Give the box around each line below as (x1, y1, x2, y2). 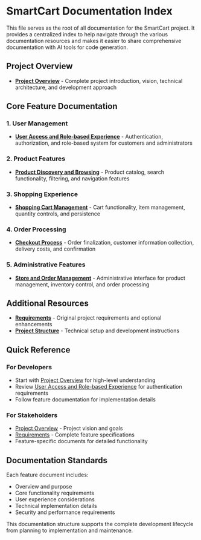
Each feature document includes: (6, 471, 89, 479)
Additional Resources (6, 298, 89, 309)
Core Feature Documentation (6, 101, 118, 111)
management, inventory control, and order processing (14, 280, 150, 288)
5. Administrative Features (6, 260, 86, 269)
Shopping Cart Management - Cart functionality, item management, (14, 204, 185, 211)
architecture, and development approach (14, 84, 117, 91)
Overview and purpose (14, 483, 72, 490)
